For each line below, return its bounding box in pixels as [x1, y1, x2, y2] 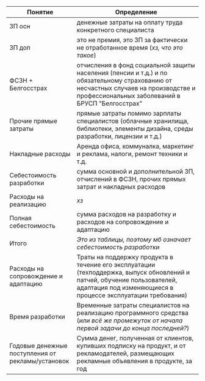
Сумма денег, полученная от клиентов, [76, 334, 194, 342]
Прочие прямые [9, 117, 57, 125]
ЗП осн [9, 22, 31, 30]
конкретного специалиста [76, 26, 154, 34]
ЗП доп [9, 43, 31, 51]
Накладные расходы [9, 150, 71, 158]
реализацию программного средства [76, 309, 189, 317]
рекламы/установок [9, 357, 70, 365]
